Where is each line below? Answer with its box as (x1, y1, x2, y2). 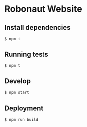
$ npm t (4, 63, 21, 68)
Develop (4, 77, 31, 85)
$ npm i (4, 36, 21, 41)
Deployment (4, 104, 43, 112)
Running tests (4, 50, 49, 59)
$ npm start (4, 90, 29, 95)
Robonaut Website (4, 3, 82, 15)
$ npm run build (4, 117, 38, 122)
